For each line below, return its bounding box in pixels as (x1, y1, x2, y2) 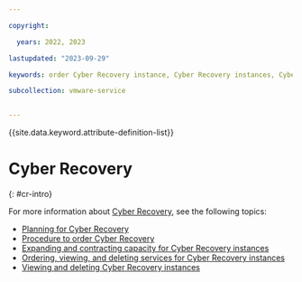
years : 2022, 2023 (16, 37, 87, 46)
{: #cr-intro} (8, 189, 53, 200)
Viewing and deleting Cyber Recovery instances (21, 262, 200, 273)
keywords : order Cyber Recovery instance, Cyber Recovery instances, (8, 70, 276, 80)
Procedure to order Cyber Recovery (21, 233, 155, 244)
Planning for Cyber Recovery (21, 223, 130, 235)
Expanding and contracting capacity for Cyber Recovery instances (21, 243, 270, 254)
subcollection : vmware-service (8, 87, 126, 96)
